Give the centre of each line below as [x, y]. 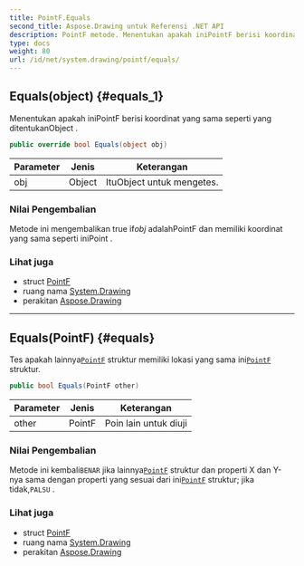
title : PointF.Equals [50, 18]
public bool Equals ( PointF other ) [75, 386]
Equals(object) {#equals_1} [87, 96]
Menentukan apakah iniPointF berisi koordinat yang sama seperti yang [141, 118]
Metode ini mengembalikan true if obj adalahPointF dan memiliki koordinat [146, 228]
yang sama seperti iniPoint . [61, 238]
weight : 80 [30, 52]
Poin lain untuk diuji [146, 423]
